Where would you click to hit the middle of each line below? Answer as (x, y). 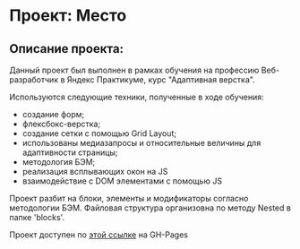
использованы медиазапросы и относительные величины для (141, 143)
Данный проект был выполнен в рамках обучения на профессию (134, 70)
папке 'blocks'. (37, 217)
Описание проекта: (66, 49)
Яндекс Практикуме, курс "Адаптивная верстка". (161, 80)
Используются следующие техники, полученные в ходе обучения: (137, 97)
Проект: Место (68, 16)
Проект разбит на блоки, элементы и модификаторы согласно (129, 198)
